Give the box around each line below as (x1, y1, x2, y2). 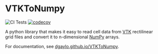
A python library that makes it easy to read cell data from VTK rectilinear (5, 28, 153, 34)
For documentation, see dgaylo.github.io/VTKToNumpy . (5, 43, 119, 49)
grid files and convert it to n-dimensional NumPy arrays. (5, 34, 120, 40)
